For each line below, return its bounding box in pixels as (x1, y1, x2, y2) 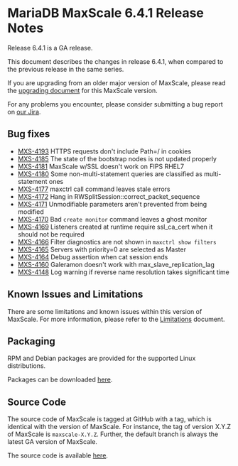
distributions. (7, 362, 46, 370)
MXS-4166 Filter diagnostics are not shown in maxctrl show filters (17, 237, 217, 246)
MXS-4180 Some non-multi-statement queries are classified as (17, 169, 202, 178)
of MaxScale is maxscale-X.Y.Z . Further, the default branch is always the (7, 430, 219, 438)
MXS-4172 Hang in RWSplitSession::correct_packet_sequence (17, 192, 200, 200)
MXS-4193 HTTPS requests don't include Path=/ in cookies (17, 147, 192, 156)
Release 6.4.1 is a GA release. (7, 43, 93, 52)
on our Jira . (7, 107, 41, 116)
